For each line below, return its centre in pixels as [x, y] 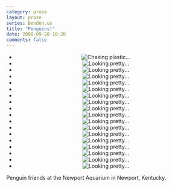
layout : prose [24, 17]
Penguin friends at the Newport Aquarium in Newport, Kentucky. [86, 178]
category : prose [27, 12]
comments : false [27, 40]
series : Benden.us [29, 23]
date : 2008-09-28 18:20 [36, 34]
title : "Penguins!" [31, 29]
